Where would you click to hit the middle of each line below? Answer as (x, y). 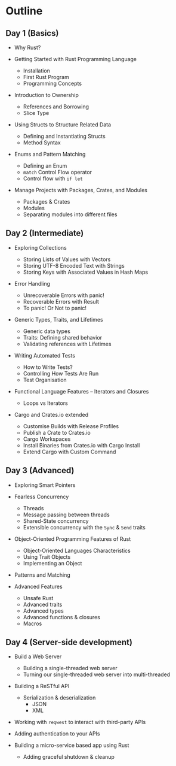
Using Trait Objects (47, 557)
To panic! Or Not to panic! (55, 308)
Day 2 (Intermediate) (45, 233)
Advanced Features (38, 586)
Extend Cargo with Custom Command (70, 452)
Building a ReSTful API (42, 686)
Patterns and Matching (42, 575)
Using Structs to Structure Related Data (63, 125)
